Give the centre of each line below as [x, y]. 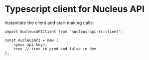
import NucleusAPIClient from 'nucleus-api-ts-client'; [64, 31]
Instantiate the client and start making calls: [49, 23]
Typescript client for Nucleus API [75, 9]
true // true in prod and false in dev [55, 49]
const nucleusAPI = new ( [31, 40]
